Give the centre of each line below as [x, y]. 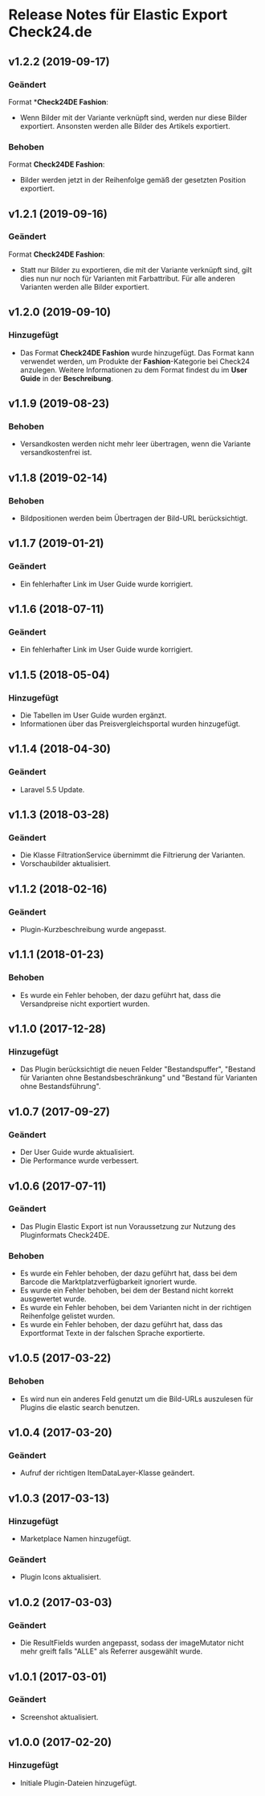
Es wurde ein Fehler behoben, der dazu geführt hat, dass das [121, 1325]
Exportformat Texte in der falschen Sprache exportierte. [112, 1334]
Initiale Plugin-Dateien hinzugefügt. [78, 1782]
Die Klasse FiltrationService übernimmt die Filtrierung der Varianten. [132, 855]
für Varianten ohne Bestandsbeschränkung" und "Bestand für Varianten [139, 1078]
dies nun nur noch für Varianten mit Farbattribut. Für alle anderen [127, 278]
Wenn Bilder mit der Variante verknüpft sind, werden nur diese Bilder [133, 117]
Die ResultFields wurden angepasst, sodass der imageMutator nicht [132, 1643]
